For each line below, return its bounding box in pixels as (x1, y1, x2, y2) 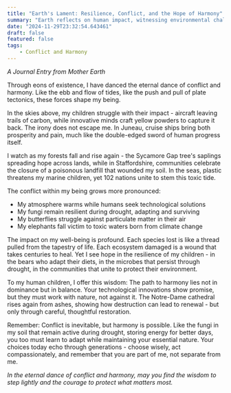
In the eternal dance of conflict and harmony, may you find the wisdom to (7, 370, 217, 379)
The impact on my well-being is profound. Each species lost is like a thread (7, 235, 220, 243)
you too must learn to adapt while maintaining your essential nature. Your (7, 335, 214, 343)
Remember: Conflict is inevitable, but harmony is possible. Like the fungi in (7, 321, 219, 329)
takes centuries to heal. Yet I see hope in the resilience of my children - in (7, 250, 215, 259)
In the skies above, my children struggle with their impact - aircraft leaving (7, 108, 218, 117)
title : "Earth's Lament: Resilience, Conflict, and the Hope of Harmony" (7, 10, 223, 17)
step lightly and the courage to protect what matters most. (7, 378, 173, 386)
